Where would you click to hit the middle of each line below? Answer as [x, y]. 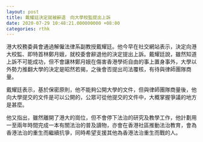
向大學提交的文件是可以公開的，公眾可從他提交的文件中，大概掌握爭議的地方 [101, 97]
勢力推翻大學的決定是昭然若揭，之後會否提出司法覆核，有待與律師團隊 [98, 69]
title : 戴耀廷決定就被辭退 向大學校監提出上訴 [59, 18]
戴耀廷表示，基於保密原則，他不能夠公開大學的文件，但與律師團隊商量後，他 [101, 90]
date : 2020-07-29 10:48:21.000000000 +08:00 [63, 23]
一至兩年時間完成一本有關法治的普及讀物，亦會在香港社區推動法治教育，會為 [101, 125]
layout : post [23, 12]
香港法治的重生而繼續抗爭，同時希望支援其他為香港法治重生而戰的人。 [94, 133]
